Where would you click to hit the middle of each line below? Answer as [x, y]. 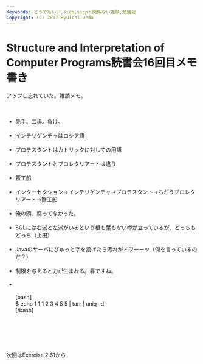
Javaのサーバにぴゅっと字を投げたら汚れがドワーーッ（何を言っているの [106, 250]
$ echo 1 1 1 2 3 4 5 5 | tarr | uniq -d [60, 304]
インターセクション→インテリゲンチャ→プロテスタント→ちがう [95, 192]
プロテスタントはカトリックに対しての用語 [68, 150]
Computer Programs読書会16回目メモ [102, 62]
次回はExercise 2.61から [36, 355]
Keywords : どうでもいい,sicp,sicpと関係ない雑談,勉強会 [71, 12]
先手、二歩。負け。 [39, 122]
